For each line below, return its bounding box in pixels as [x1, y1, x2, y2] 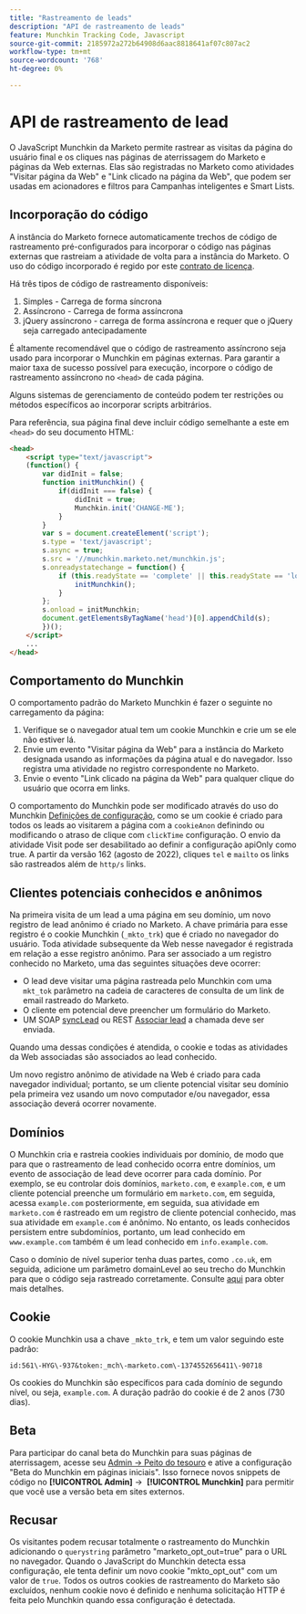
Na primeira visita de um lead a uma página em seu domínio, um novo [9, 909, 271, 920]
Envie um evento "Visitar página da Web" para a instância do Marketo [22, 744, 284, 755]
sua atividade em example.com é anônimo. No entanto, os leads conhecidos [9, 1216, 291, 1228]
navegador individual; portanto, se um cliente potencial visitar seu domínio [9, 1079, 289, 1090]
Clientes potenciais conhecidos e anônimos [9, 885, 263, 900]
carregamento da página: [9, 707, 105, 718]
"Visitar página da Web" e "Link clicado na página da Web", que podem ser [9, 171, 291, 182]
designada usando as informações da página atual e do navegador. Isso [22, 754, 293, 765]
